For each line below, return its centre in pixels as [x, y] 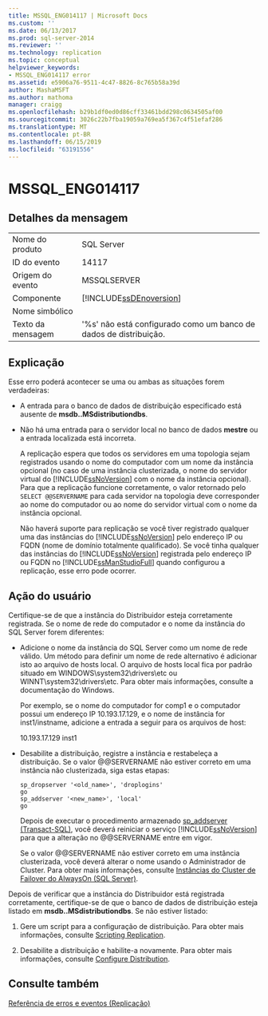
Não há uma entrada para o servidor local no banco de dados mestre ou [139, 430]
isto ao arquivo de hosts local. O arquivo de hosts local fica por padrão [136, 664]
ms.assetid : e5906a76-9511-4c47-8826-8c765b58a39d [94, 82]
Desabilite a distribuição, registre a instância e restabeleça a [119, 753]
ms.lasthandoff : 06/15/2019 [55, 142]
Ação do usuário [50, 596]
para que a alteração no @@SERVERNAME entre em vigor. [116, 838]
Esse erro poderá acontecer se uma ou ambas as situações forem [116, 382]
